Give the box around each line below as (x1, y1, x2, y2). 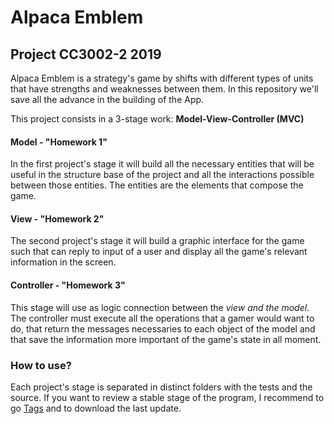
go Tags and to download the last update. (10, 402, 182, 414)
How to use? (10, 358, 72, 372)
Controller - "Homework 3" (10, 279, 126, 291)
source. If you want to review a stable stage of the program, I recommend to (10, 391, 325, 403)
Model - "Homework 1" (10, 136, 108, 148)
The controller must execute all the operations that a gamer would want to (10, 312, 315, 324)
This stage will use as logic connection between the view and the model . (10, 301, 310, 313)
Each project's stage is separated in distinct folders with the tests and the (10, 381, 313, 393)
